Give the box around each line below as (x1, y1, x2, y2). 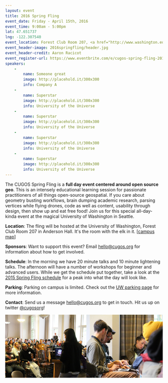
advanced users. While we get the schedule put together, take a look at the (5, 269, 160, 275)
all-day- (136, 208, 152, 214)
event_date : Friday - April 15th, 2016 (5, 19, 88, 24)
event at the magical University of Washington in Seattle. (17, 213, 134, 219)
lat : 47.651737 (5, 29, 37, 35)
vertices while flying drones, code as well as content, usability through (5, 202, 150, 208)
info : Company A (23, 82, 57, 87)
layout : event (5, 8, 35, 13)
